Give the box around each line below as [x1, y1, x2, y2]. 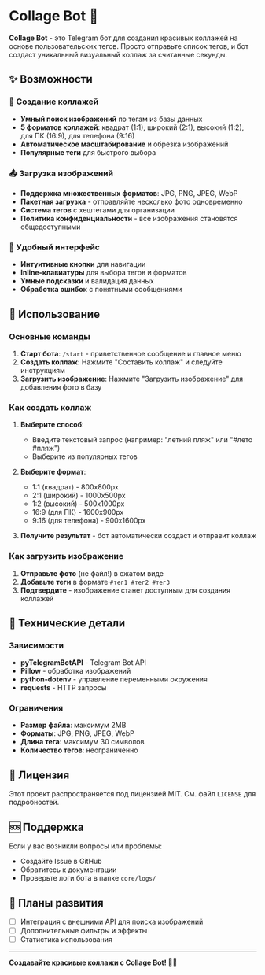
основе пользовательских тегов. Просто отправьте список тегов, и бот [9, 41, 249, 50]
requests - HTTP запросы [20, 683, 107, 692]
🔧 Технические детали [9, 616, 126, 630]
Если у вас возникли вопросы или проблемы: [9, 841, 162, 851]
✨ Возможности [9, 72, 93, 86]
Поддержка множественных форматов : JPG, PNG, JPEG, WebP [20, 188, 238, 198]
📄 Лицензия [9, 768, 70, 781]
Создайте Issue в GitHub [20, 857, 102, 866]
